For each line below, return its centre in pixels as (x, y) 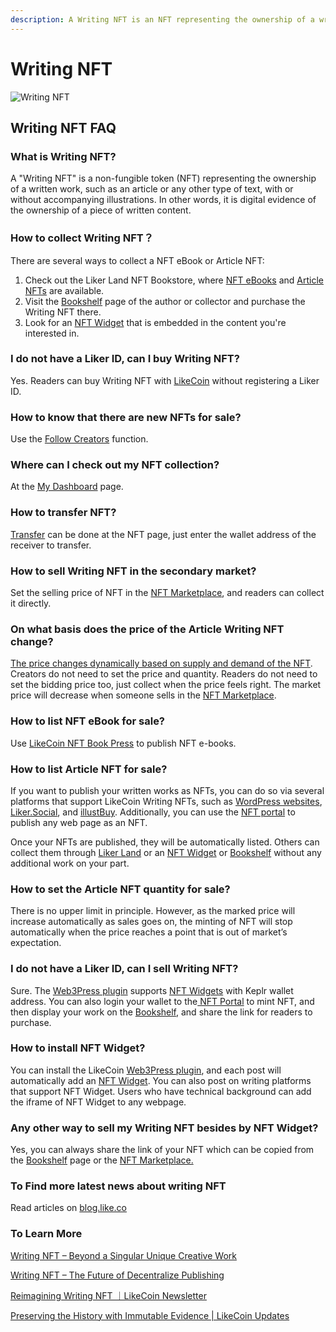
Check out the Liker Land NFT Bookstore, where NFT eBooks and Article (174, 280)
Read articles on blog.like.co (68, 1208)
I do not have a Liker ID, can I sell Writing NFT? (124, 969)
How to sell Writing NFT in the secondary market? (133, 571)
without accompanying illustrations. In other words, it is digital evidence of (163, 200)
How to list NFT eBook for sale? (88, 721)
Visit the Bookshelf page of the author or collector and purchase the (165, 301)
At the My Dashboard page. (67, 487)
